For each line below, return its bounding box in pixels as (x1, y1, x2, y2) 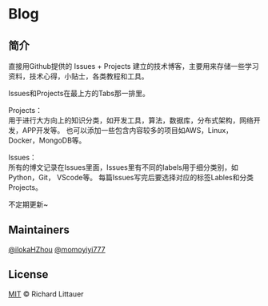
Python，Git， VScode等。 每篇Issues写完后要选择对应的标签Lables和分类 (8, 173, 254, 182)
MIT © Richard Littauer (8, 289, 84, 299)
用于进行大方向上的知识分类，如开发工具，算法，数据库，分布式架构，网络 (8, 115, 254, 125)
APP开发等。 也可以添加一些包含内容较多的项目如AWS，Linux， (22, 126, 234, 135)
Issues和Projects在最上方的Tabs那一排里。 (8, 89, 150, 98)
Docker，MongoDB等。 (8, 135, 86, 145)
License (8, 268, 49, 281)
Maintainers (8, 223, 70, 237)
